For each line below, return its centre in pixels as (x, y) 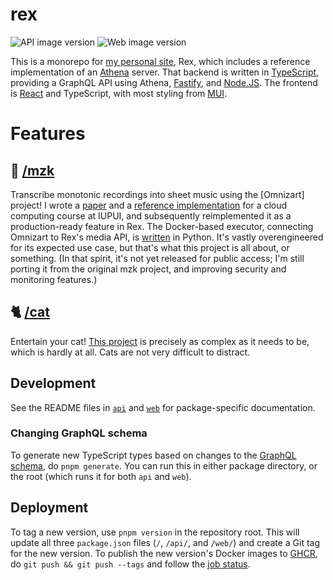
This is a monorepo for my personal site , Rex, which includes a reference (160, 61)
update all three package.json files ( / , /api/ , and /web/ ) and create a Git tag (165, 542)
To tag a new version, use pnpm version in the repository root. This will (155, 532)
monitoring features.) (54, 279)
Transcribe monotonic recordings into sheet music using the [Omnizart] (157, 194)
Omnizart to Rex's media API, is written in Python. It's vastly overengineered (167, 237)
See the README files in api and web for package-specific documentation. (163, 407)
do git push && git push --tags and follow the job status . (130, 564)
